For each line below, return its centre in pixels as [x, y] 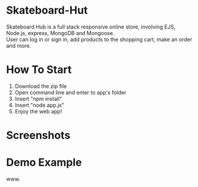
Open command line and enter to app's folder [70, 92]
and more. [19, 46]
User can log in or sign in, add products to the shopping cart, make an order [99, 39]
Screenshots [38, 136]
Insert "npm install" [38, 99]
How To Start [39, 70]
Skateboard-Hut [47, 10]
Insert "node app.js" [39, 105]
